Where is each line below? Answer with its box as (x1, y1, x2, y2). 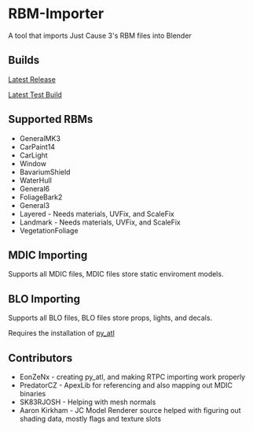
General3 (19, 200, 50, 210)
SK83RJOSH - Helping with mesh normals (19, 397, 156, 407)
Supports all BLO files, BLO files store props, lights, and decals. (8, 313, 213, 323)
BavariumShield (19, 167, 71, 176)
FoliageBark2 (19, 192, 63, 202)
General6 (19, 184, 50, 193)
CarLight (19, 150, 49, 160)
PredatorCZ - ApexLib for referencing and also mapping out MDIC (19, 381, 233, 390)
